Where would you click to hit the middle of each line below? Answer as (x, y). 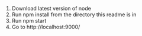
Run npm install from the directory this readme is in (74, 15)
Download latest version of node (51, 8)
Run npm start (29, 21)
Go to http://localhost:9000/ (46, 27)
